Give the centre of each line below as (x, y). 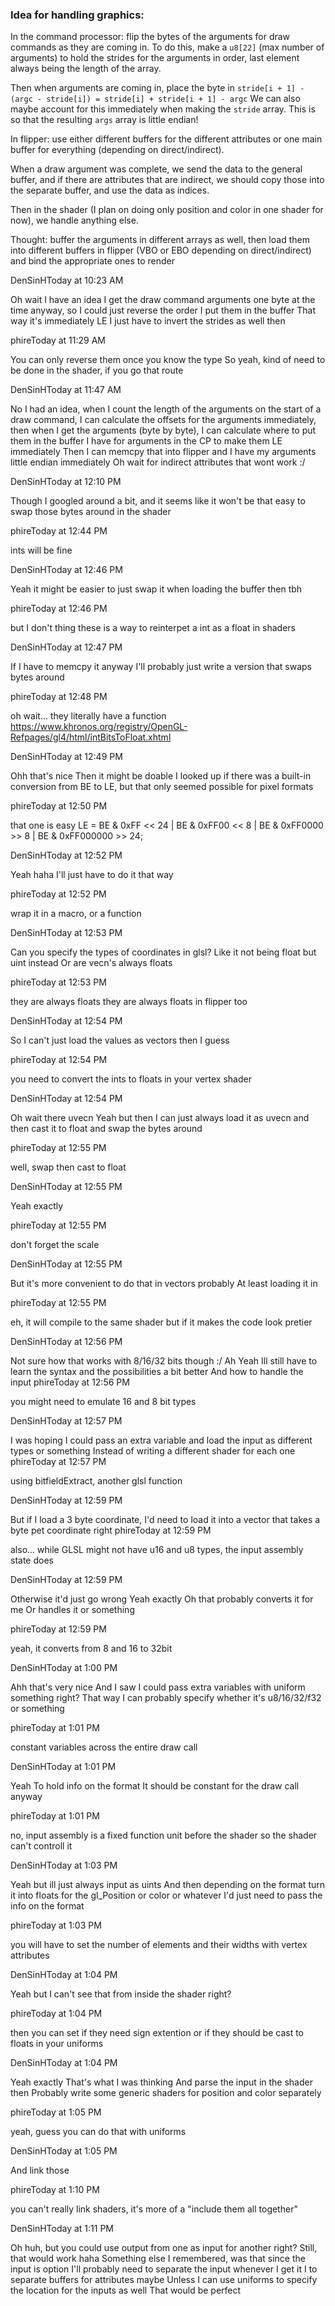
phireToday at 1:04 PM (56, 2014)
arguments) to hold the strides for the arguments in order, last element (155, 58)
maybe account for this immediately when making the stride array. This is (163, 109)
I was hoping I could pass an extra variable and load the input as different (161, 1440)
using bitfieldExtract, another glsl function (96, 1481)
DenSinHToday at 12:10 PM (66, 482)
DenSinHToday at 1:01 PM (63, 1767)
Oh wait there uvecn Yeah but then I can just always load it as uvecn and (160, 1118)
